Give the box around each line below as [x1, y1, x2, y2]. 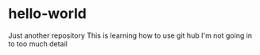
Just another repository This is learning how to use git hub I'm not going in [8, 31, 253, 40]
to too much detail [8, 38, 68, 48]
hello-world [8, 5, 87, 23]
